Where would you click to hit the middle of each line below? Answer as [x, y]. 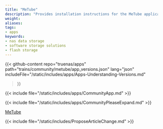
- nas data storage [25, 41]
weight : [13, 18]
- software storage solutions [36, 46]
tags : [10, 28]
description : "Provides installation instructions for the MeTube [73, 14]
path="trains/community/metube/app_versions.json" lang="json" [70, 69]
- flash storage [21, 50]
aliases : [14, 23]
